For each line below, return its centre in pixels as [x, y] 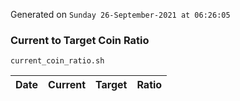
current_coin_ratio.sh [57, 61]
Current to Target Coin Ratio [80, 40]
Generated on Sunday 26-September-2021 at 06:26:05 [120, 14]
